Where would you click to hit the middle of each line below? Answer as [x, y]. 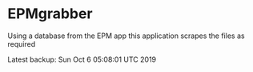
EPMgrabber [50, 14]
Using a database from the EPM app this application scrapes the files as [126, 36]
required [22, 44]
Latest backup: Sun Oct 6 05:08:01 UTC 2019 [82, 59]
